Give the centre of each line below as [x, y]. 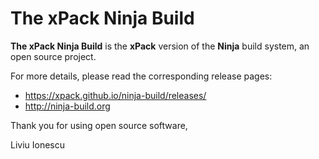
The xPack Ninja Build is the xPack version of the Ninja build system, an [160, 46]
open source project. [53, 56]
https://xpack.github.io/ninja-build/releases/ [115, 95]
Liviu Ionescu [38, 144]
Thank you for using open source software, [99, 125]
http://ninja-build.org [67, 106]
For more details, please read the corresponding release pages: [141, 76]
